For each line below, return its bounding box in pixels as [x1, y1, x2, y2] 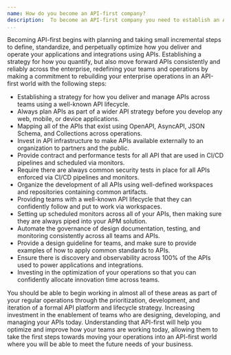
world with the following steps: [19, 79, 107, 87]
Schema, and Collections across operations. [16, 129, 142, 138]
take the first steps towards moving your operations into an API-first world [7, 332, 217, 341]
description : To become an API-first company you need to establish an [7, 17, 220, 23]
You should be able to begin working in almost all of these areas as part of [7, 288, 218, 297]
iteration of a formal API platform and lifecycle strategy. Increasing [7, 303, 195, 312]
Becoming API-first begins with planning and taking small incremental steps [7, 35, 221, 43]
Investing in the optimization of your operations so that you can [16, 268, 197, 276]
